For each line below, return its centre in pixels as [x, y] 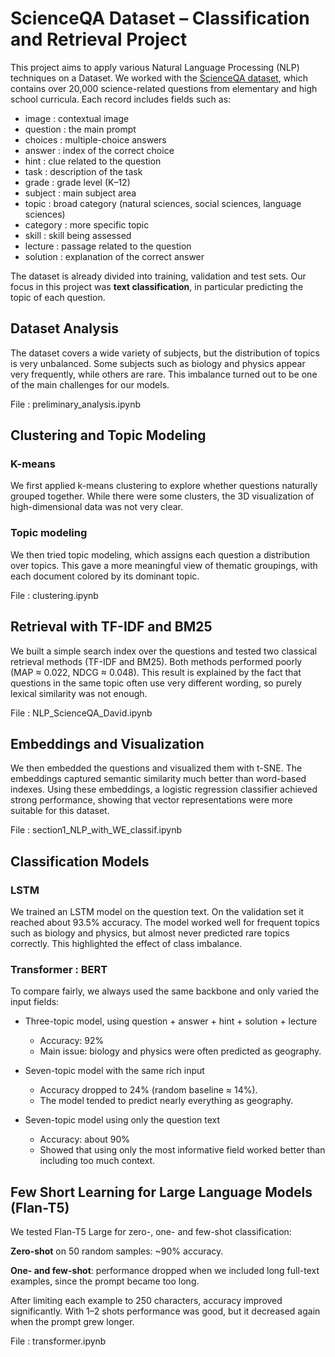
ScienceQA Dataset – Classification [160, 18]
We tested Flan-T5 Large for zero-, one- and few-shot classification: [151, 1232]
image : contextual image [77, 118]
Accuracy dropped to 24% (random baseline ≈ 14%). [148, 1090]
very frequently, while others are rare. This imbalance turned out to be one [164, 374]
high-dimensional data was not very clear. [97, 507]
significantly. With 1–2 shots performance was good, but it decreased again [165, 1311]
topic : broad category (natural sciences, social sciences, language [163, 203]
